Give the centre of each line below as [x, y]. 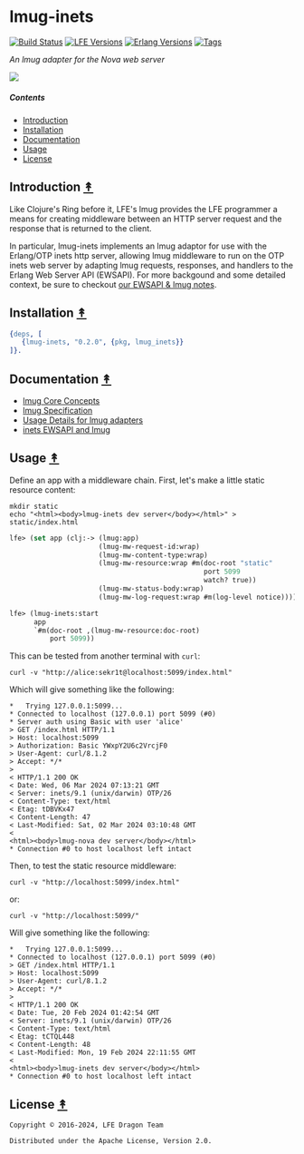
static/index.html [44, 522]
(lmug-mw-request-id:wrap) [149, 546]
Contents [27, 97]
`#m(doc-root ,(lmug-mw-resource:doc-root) [117, 631]
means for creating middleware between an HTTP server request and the [146, 219]
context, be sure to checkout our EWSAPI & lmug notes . [113, 284]
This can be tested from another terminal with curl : [105, 656]
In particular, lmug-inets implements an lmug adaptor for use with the [138, 246]
